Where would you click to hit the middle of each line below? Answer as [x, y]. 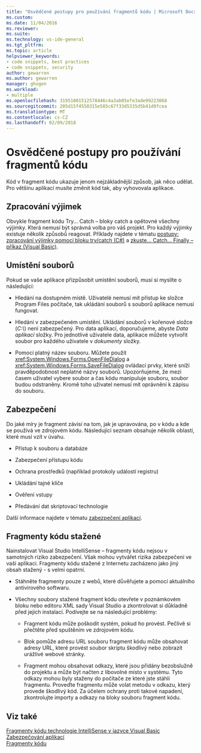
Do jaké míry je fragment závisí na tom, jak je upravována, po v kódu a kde [98, 424]
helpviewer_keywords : [33, 56]
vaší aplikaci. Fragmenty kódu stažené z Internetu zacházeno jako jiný [92, 564]
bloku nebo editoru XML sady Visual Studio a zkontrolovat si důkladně [101, 606]
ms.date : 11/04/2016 [32, 23]
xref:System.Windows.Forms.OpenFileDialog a [72, 359]
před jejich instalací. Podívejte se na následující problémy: [86, 612]
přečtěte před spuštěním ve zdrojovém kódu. [79, 630]
